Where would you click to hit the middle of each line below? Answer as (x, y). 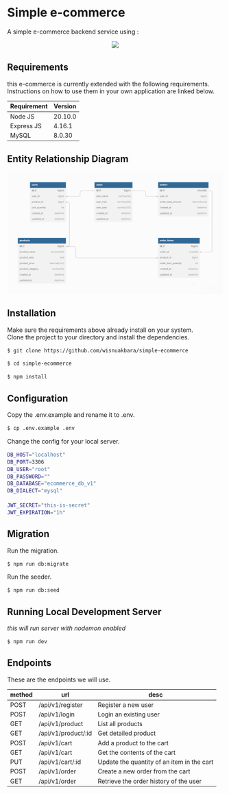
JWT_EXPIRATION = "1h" (37, 512)
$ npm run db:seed (33, 590)
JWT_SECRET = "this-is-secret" (49, 505)
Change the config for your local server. (63, 441)
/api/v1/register (61, 705)
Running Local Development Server (84, 612)
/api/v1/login (57, 714)
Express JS (26, 125)
